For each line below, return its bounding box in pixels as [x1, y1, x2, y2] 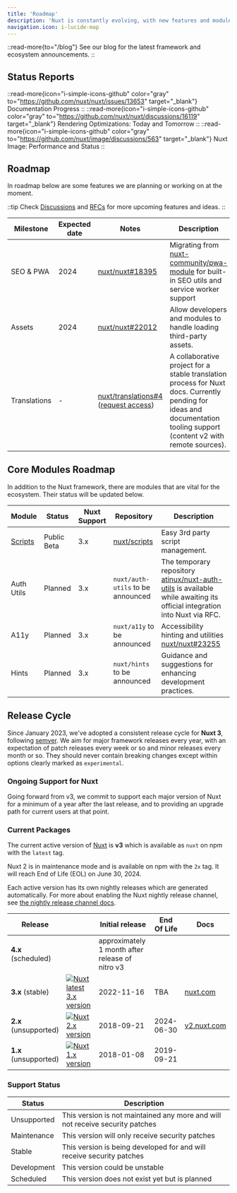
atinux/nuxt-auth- [161, 574, 223, 584]
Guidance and [161, 650, 208, 660]
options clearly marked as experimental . [7, 758, 125, 767]
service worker [169, 284, 220, 294]
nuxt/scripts [113, 536, 154, 546]
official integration [161, 601, 221, 611]
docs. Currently [169, 387, 221, 396]
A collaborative [169, 351, 220, 361]
